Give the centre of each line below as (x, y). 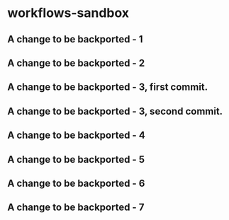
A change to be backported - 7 (76, 208)
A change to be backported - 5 (76, 160)
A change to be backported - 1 (75, 39)
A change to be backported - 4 (76, 135)
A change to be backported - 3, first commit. (108, 87)
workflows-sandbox (68, 13)
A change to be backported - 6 (76, 183)
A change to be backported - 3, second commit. (115, 111)
